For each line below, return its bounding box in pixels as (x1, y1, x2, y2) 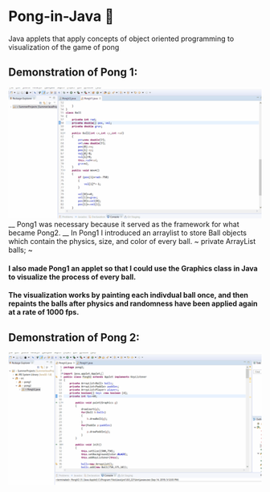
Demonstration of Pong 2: (8, 331, 141, 344)
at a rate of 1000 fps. (8, 307, 80, 317)
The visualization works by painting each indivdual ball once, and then (8, 291, 249, 300)
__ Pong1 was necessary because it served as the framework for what (8, 220, 239, 230)
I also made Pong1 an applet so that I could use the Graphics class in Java (8, 263, 259, 273)
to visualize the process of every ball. (8, 272, 137, 282)
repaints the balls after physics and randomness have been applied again (8, 299, 259, 308)
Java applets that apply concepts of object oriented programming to (8, 34, 235, 43)
